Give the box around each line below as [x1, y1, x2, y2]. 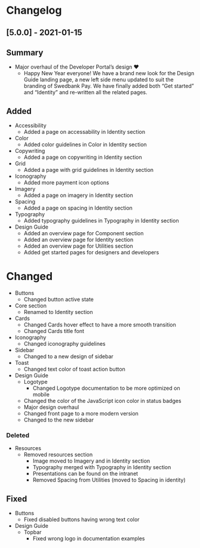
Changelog [6, 4, 62, 17]
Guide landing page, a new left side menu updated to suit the [23, 76, 174, 84]
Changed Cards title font [23, 328, 85, 335]
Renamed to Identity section [23, 309, 93, 316]
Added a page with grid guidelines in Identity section [23, 167, 154, 174]
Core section [14, 302, 47, 309]
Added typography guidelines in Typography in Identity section [23, 217, 179, 224]
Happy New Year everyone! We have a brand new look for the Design [23, 70, 195, 77]
